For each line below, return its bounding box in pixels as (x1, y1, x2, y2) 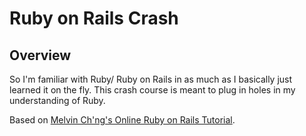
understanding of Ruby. (9, 95, 106, 106)
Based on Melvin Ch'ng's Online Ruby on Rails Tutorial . (9, 114, 236, 126)
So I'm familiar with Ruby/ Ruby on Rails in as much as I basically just (9, 73, 293, 85)
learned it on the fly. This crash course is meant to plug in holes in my (9, 84, 296, 96)
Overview (9, 47, 72, 64)
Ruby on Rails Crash (9, 7, 179, 30)
